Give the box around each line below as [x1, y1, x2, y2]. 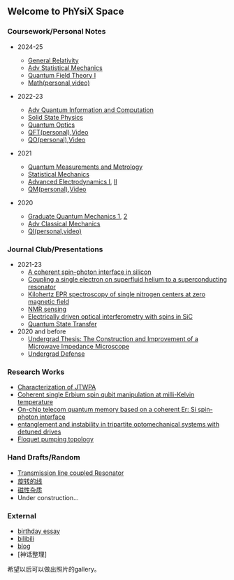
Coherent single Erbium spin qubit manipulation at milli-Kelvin [17, 390, 195, 399]
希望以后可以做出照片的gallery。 [7, 565, 101, 573]
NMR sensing [27, 305, 67, 313]
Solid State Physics [27, 113, 84, 121]
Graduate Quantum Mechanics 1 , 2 [27, 212, 128, 220]
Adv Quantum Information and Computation [27, 105, 154, 114]
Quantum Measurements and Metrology [27, 163, 143, 171]
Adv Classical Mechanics [27, 219, 101, 228]
